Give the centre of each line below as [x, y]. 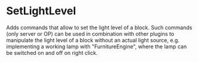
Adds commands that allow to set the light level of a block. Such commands [99, 27]
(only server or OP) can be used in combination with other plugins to [90, 33]
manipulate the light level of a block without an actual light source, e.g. [93, 40]
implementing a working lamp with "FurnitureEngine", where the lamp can [96, 46]
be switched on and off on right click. [52, 52]
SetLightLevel [41, 11]
